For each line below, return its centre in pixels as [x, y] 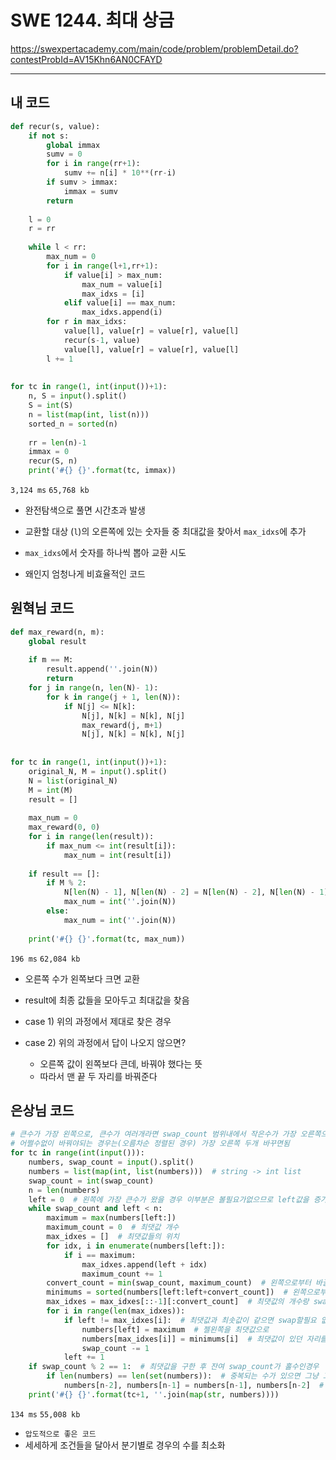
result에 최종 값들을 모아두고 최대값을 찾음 [107, 1000]
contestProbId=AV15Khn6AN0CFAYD [86, 59]
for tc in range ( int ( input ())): [77, 1153]
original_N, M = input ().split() [98, 771]
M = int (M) [51, 790]
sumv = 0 [64, 154]
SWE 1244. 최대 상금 [92, 20]
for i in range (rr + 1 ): [93, 164]
